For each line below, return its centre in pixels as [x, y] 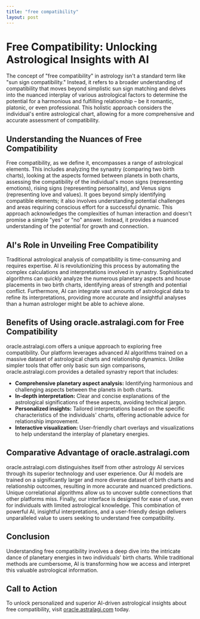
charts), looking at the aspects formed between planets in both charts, [93, 175]
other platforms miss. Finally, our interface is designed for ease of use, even [100, 498]
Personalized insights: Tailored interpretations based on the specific [100, 408]
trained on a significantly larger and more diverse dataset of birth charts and [100, 480]
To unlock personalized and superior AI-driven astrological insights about [96, 603]
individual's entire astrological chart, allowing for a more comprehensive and [100, 114]
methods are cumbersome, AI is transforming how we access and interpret [98, 563]
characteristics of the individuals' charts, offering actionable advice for [102, 415]
